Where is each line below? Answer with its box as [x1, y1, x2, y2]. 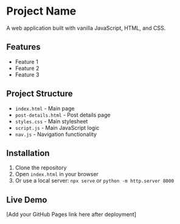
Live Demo [6, 194, 47, 205]
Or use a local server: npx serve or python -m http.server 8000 [15, 177, 175, 185]
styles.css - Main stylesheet [15, 117, 88, 125]
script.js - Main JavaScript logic [15, 124, 100, 131]
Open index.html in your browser [15, 171, 99, 178]
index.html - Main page [15, 104, 75, 112]
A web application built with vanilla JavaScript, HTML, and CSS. [6, 24, 166, 32]
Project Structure [6, 89, 73, 99]
